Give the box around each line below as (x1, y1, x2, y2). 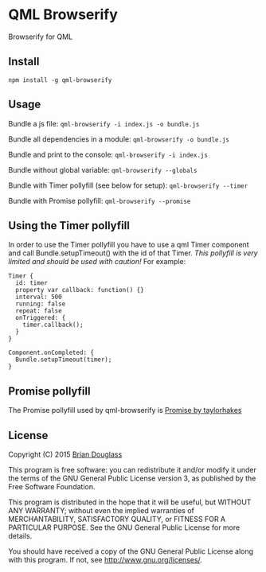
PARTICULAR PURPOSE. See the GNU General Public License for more (8, 523, 241, 532)
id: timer (15, 279, 48, 287)
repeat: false (15, 307, 62, 315)
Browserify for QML (8, 32, 73, 41)
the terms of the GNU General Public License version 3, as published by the (8, 473, 256, 483)
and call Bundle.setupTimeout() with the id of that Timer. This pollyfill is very (8, 248, 258, 258)
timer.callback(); (22, 321, 84, 329)
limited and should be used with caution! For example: (8, 257, 186, 267)
